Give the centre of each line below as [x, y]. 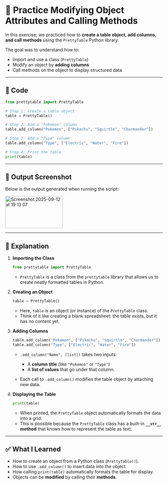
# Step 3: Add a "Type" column [38, 139]
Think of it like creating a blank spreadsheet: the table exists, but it [88, 316]
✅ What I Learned [33, 449]
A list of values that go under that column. [71, 369]
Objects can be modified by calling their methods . [64, 477]
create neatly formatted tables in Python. [62, 282]
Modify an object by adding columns [51, 65]
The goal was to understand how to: [42, 50]
